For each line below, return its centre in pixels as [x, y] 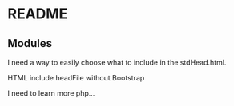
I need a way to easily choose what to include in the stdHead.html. [117, 62]
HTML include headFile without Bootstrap [76, 78]
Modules [30, 43]
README [38, 14]
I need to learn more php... [51, 93]
